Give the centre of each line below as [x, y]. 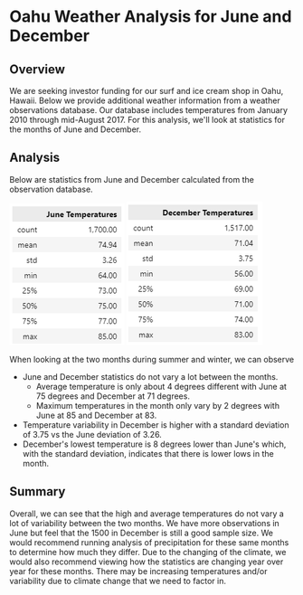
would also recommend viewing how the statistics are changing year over [147, 562]
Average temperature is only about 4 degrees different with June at [161, 386]
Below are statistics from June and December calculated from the [132, 179]
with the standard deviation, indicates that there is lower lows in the [148, 453]
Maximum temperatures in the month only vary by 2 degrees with [158, 405]
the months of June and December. [76, 129]
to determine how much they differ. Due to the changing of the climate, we [148, 552]
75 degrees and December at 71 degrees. [113, 396]
